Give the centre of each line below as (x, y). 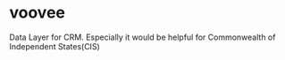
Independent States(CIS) (54, 46)
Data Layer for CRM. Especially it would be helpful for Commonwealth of (142, 37)
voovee (37, 13)
